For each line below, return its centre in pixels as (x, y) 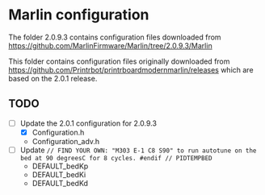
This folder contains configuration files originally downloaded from (119, 61)
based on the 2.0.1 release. (53, 78)
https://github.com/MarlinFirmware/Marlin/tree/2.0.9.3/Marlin (110, 45)
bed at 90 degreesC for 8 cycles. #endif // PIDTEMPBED (116, 158)
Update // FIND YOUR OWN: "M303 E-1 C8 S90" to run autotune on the (138, 150)
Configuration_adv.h (66, 141)
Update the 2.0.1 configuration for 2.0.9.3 (88, 123)
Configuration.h (58, 132)
